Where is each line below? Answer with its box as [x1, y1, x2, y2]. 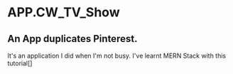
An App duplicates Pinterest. [7, 33, 138, 45]
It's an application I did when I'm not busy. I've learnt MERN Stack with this [7, 51, 227, 60]
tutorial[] [7, 59, 33, 68]
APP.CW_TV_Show [7, 4, 120, 21]
